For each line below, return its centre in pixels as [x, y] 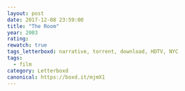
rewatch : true [27, 45]
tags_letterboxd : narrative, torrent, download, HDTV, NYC [93, 52]
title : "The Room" [33, 26]
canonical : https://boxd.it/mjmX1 [56, 77]
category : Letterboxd [38, 70]
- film [23, 64]
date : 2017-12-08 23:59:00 [45, 20]
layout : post [26, 13]
